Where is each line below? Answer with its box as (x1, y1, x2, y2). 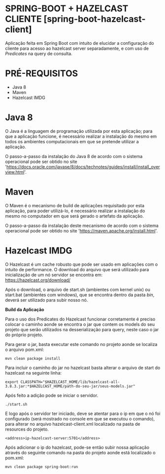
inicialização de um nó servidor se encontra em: (5, 272, 102, 278)
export (5, 379, 19, 384)
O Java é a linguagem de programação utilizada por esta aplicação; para (5, 128, 153, 134)
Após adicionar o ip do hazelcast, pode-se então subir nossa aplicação (5, 444, 149, 450)
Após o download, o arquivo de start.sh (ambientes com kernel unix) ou (5, 286, 150, 292)
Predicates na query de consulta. (5, 50, 72, 57)
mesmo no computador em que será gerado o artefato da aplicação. (5, 213, 144, 219)
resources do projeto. (5, 426, 49, 432)
